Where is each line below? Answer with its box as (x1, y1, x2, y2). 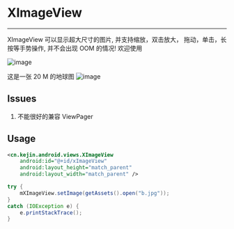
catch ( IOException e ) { (7, 203, 79, 210)
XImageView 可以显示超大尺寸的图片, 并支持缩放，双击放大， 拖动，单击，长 (7, 35, 227, 43)
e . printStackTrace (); (19, 209, 82, 216)
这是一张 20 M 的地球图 (7, 72, 75, 81)
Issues (7, 93, 37, 105)
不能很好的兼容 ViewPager (17, 112, 93, 120)
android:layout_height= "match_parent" (19, 164, 132, 171)
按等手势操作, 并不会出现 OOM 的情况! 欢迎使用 (7, 44, 143, 52)
